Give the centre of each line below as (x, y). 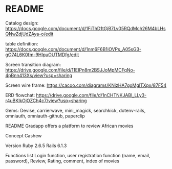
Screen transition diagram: (33, 64)
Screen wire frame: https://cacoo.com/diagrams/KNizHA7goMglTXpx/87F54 (86, 85)
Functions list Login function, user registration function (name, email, (78, 155)
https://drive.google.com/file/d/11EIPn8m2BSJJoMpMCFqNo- (70, 70)
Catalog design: (22, 23)
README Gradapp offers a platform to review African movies (69, 126)
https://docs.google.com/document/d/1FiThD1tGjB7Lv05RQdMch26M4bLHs (85, 28)
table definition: (22, 43)
